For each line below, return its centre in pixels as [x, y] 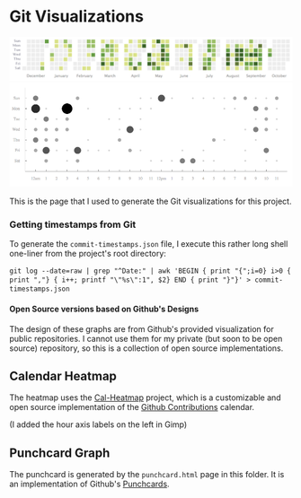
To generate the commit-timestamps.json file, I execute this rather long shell [149, 244]
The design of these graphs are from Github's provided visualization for [142, 328]
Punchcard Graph [60, 453]
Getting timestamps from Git [73, 224]
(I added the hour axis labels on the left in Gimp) [98, 424]
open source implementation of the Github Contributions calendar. [132, 407]
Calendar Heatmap [63, 376]
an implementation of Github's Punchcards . [89, 484]
